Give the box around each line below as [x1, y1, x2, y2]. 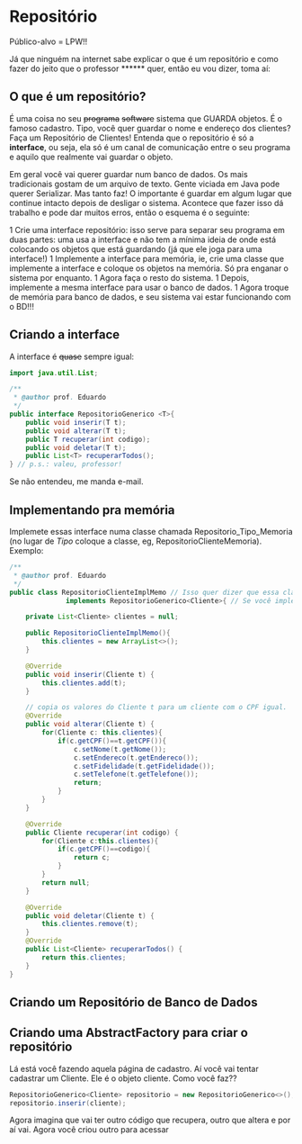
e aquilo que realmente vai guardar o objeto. [9, 151, 173, 162]
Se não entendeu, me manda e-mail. [9, 476, 144, 487]
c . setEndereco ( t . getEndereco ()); [73, 753, 200, 762]
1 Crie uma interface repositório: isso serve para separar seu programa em [9, 224, 286, 235]
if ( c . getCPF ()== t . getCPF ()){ [57, 736, 167, 745]
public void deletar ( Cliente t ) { [25, 911, 155, 920]
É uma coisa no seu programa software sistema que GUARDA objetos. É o [9, 113, 283, 123]
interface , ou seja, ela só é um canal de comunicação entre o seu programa [9, 141, 290, 152]
